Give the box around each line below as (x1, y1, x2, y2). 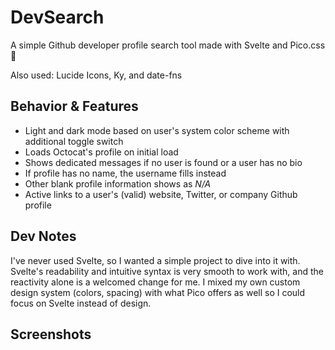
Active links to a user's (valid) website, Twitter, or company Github (24, 188, 298, 200)
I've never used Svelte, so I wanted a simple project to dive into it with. (10, 254, 301, 266)
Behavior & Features (10, 98, 139, 115)
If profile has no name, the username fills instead (24, 167, 227, 179)
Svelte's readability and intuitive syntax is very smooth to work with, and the (10, 265, 324, 277)
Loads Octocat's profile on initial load (24, 146, 179, 158)
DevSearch (10, 6, 105, 29)
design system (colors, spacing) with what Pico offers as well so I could (10, 286, 306, 298)
